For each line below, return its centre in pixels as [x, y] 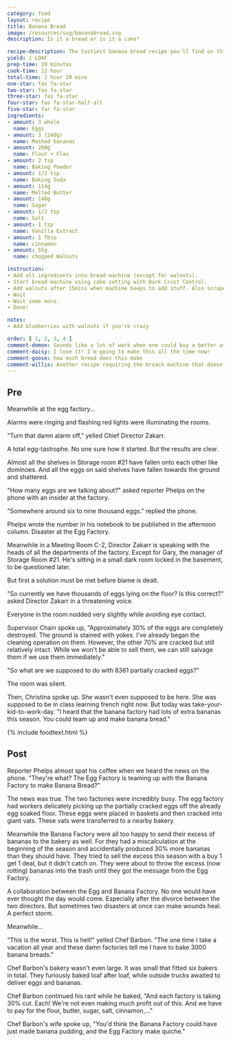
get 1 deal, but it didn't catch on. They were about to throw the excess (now [114, 863]
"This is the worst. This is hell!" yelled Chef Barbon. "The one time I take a [112, 940]
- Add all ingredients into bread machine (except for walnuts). [102, 276]
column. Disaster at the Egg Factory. [58, 532]
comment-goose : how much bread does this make [75, 358]
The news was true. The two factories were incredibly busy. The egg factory [115, 798]
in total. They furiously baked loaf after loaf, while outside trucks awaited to [114, 975]
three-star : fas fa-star [43, 96]
